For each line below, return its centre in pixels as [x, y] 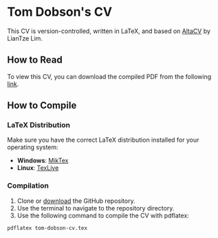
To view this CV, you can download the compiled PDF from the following [109, 76]
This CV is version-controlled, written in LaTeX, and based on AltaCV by [109, 31]
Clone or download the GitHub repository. [76, 201]
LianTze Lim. [25, 38]
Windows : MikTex [43, 161]
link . [13, 84]
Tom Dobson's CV [59, 12]
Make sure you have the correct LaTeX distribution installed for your [103, 140]
